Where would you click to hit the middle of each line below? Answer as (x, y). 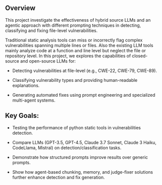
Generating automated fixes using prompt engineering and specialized (84, 95)
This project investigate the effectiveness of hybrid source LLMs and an (78, 20)
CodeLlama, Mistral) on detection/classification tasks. (67, 148)
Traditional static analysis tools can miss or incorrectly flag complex (74, 40)
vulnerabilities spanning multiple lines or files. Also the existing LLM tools (79, 45)
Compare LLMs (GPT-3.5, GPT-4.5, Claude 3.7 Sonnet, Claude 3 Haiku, (84, 142)
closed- (140, 56)
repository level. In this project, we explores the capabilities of (68, 56)
